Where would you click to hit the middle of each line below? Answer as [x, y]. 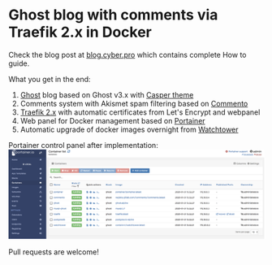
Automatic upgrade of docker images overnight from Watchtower [129, 129]
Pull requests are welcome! [54, 252]
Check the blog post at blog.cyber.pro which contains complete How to [127, 54]
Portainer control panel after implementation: [83, 145]
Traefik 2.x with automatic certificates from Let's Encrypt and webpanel [140, 112]
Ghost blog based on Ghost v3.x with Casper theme [107, 94]
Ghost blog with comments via [113, 15]
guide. [19, 63]
